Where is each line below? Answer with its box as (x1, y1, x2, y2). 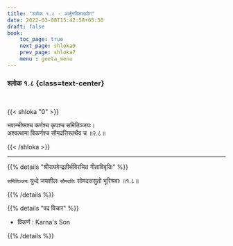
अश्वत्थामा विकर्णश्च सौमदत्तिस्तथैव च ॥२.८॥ (7, 129, 106, 138)
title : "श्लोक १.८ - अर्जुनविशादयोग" (7, 10, 96, 17)
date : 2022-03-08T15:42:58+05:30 (7, 17, 104, 24)
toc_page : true (19, 36, 64, 43)
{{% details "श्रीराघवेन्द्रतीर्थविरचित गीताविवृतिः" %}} (7, 163, 128, 171)
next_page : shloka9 (19, 42, 76, 49)
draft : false (7, 23, 45, 30)
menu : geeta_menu (19, 56, 73, 63)
